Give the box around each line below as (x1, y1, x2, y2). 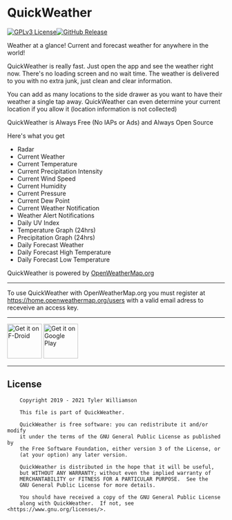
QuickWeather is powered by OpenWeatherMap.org (7, 269, 155, 277)
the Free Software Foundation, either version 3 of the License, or (19, 445, 221, 452)
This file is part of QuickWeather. (19, 409, 126, 416)
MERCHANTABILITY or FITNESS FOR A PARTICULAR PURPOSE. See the (19, 476, 209, 483)
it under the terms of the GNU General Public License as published (19, 433, 221, 440)
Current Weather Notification (17, 204, 100, 212)
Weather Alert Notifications (17, 211, 95, 219)
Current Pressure (17, 189, 67, 197)
